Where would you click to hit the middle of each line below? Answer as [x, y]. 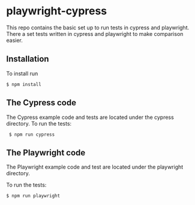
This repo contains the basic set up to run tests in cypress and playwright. [98, 27]
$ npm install [24, 84]
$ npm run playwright [33, 196]
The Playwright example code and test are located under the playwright [95, 167]
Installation [28, 59]
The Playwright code [46, 153]
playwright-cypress [57, 11]
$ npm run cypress [32, 134]
